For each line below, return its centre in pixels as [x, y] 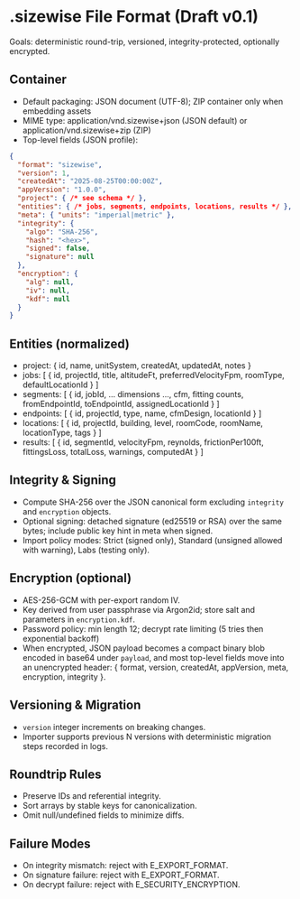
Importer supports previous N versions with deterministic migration [147, 737]
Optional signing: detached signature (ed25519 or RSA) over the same [152, 521]
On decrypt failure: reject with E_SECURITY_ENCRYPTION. [131, 885]
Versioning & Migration [75, 705]
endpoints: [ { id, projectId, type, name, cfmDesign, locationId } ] [142, 413]
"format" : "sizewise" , [60, 164]
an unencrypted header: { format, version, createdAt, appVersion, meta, [155, 667]
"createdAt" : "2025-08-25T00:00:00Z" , [91, 181]
